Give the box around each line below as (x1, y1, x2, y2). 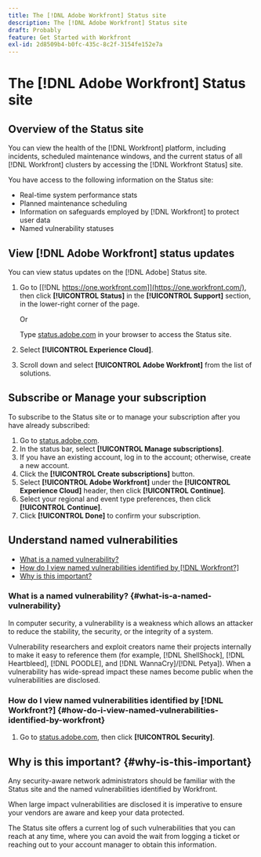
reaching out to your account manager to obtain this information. (8, 840, 217, 849)
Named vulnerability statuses (19, 224, 114, 233)
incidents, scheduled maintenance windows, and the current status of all (8, 152, 243, 161)
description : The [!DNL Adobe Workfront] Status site (8, 19, 188, 27)
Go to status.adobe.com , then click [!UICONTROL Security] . (19, 732, 216, 742)
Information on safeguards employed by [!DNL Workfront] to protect (19, 207, 240, 217)
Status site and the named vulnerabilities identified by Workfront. (8, 784, 218, 793)
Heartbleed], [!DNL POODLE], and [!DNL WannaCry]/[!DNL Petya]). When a (8, 658, 252, 668)
